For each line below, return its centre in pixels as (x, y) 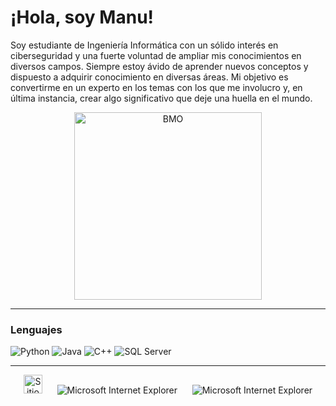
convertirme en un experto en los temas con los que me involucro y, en (156, 87)
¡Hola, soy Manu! (82, 17)
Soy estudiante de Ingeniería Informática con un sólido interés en (144, 45)
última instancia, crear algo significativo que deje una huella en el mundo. (161, 98)
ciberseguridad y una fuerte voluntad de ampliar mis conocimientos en (156, 55)
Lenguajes (36, 329)
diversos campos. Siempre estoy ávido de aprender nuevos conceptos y (159, 66)
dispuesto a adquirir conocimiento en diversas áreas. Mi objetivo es (149, 77)
